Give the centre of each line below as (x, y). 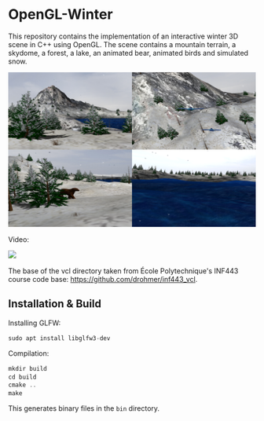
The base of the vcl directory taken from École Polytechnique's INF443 (123, 271)
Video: (19, 239)
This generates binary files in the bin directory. (84, 408)
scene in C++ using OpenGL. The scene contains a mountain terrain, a (122, 44)
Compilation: (29, 353)
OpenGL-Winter (60, 15)
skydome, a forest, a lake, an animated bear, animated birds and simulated (128, 53)
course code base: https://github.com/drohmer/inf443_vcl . (103, 279)
